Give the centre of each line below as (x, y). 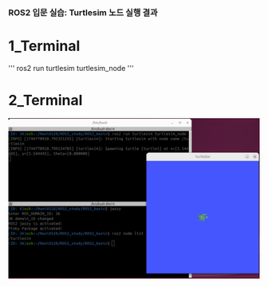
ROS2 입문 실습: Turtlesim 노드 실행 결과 (83, 12)
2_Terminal (45, 100)
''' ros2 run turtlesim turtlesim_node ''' (71, 68)
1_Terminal (44, 46)
